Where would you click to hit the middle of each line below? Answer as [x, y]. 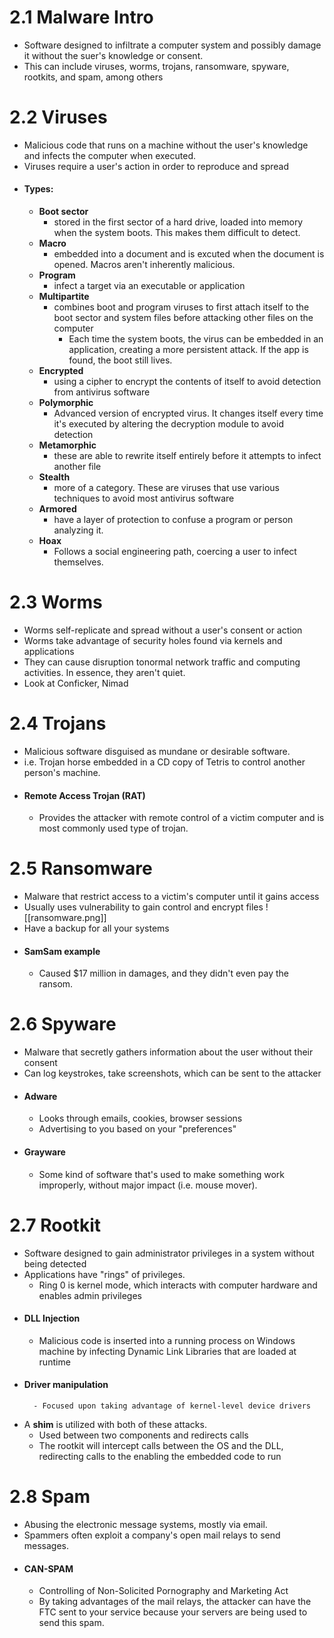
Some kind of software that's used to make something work [161, 1174]
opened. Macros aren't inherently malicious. [144, 265]
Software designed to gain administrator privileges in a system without [169, 1253]
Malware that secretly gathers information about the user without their [168, 1052]
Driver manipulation [66, 1385]
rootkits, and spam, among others [93, 77]
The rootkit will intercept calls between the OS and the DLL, [161, 1445]
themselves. [78, 562]
